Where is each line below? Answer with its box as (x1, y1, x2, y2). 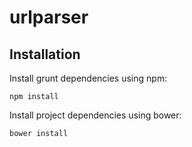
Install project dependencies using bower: (9, 109, 182, 121)
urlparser (9, 6, 89, 29)
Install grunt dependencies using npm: (9, 72, 168, 84)
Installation (9, 46, 81, 63)
